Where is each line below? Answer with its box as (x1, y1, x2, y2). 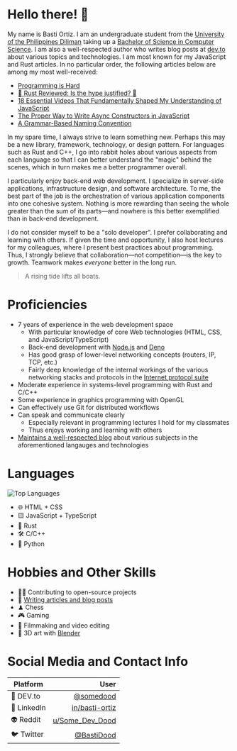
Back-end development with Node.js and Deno (28, 343, 165, 351)
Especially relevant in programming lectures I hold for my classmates (28, 418, 230, 426)
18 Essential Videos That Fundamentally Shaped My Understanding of (17, 96, 222, 105)
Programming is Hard (17, 81, 80, 89)
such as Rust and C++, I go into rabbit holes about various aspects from (7, 148, 218, 156)
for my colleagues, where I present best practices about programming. (7, 243, 214, 251)
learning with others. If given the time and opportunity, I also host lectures (7, 235, 224, 244)
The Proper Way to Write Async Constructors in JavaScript (17, 111, 190, 120)
